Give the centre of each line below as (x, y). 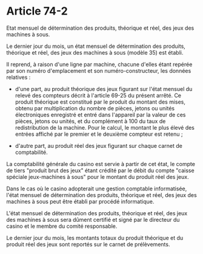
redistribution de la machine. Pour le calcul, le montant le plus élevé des (105, 127)
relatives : (18, 77)
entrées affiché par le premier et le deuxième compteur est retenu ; (99, 134)
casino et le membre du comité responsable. (62, 226)
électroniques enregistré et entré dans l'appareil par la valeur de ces (100, 115)
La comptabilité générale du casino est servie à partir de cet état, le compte (101, 164)
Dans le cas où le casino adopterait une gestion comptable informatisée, (97, 189)
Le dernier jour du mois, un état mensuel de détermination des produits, (96, 46)
